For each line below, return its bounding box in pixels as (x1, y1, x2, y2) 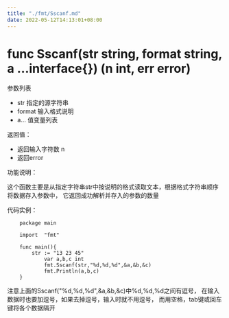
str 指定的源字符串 (16, 99, 69, 107)
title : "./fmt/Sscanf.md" (7, 10, 81, 17)
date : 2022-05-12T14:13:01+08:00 (7, 16, 103, 23)
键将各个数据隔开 (7, 304, 56, 313)
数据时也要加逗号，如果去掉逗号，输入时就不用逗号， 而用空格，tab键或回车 (7, 295, 223, 304)
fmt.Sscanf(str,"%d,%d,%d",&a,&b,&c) (43, 262, 152, 269)
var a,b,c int (43, 255, 84, 263)
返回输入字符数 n (16, 145, 65, 153)
